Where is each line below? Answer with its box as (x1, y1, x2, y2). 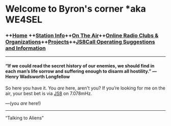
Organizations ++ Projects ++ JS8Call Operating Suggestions (5, 39, 155, 46)
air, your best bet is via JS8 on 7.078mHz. (5, 90, 93, 97)
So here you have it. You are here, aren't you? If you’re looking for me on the (5, 85, 165, 91)
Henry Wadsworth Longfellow (5, 74, 70, 80)
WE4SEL (5, 14, 43, 25)
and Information (5, 45, 46, 52)
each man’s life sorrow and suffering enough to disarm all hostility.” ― (5, 68, 157, 74)
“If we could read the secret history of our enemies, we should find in (5, 63, 155, 69)
